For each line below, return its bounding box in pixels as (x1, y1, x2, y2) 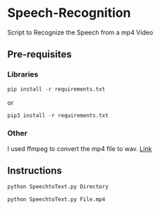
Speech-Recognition (7, 5, 131, 21)
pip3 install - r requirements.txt (7, 112, 109, 119)
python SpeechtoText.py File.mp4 (7, 196, 106, 203)
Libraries (7, 70, 39, 79)
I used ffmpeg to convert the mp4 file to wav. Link (7, 144, 152, 152)
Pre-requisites (7, 48, 72, 60)
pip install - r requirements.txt (7, 86, 106, 93)
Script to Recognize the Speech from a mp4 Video (7, 28, 154, 37)
